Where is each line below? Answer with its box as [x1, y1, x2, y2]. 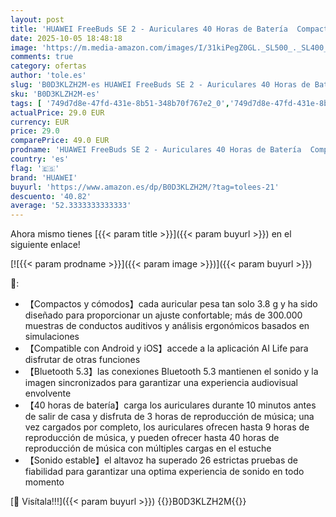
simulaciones [24, 331, 80, 343]
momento [24, 476, 65, 488]
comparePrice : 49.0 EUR [10, 136, 110, 146]
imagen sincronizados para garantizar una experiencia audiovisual [24, 377, 298, 389]
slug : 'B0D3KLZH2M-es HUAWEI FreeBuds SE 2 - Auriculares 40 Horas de [10, 80, 311, 90]
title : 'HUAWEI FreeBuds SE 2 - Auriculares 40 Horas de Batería [10, 24, 288, 34]
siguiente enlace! [10, 239, 81, 251]
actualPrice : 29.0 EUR [10, 107, 105, 118]
